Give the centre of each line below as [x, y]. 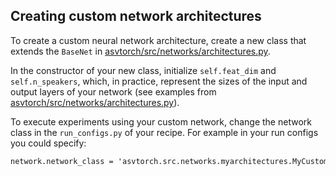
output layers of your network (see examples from [113, 91]
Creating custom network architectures [136, 16]
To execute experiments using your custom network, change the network [161, 121]
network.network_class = [62, 161]
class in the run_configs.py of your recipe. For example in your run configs [164, 132]
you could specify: [48, 143]
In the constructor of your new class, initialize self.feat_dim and [143, 70]
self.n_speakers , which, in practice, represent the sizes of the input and [159, 81]
